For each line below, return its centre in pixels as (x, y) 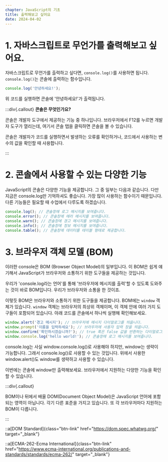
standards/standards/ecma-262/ (39, 454)
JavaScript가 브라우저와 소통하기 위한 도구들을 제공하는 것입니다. (82, 273)
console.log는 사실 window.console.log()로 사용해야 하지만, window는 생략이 (82, 346)
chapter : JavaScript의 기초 (33, 10)
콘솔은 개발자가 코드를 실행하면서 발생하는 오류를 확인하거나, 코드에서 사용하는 (81, 137)
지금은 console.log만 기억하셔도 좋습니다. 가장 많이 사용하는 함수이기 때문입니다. (84, 196)
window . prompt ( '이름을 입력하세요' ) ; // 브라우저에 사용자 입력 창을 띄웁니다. (78, 327)
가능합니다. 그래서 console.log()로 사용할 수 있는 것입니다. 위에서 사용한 (75, 353)
